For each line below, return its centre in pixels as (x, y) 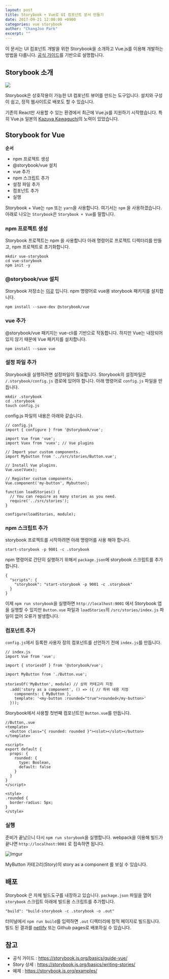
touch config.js (22, 405)
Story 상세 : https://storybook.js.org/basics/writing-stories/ (74, 965)
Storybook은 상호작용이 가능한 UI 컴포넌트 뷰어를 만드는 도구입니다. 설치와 (79, 95)
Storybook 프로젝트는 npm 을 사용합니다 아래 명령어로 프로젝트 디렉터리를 (79, 240)
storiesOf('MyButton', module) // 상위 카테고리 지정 (59, 684)
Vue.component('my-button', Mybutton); (47, 483)
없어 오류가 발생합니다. (37, 616)
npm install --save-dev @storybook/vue (47, 307)
